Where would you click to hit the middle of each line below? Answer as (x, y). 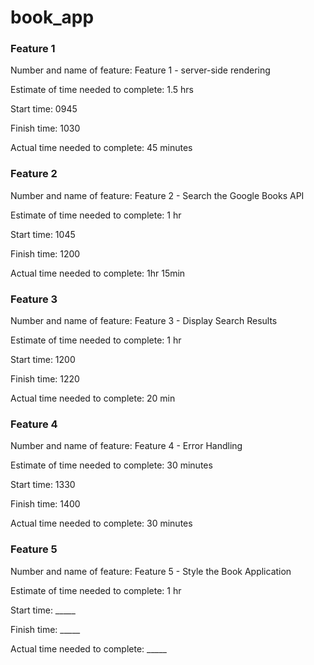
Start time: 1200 (43, 360)
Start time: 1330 (43, 485)
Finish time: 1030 (45, 128)
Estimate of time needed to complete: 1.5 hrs (102, 90)
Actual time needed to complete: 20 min (93, 398)
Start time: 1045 (43, 234)
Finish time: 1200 (45, 253)
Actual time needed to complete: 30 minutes (101, 523)
